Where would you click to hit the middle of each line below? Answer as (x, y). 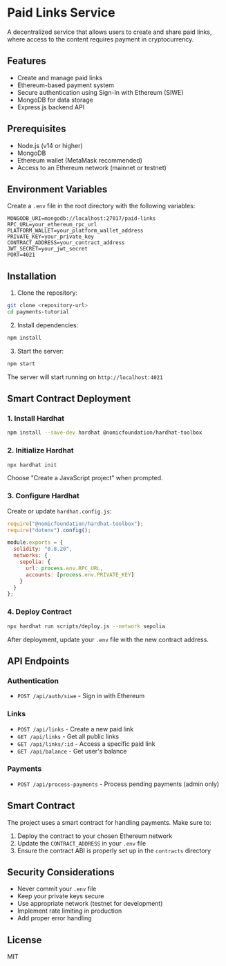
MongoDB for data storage (55, 100)
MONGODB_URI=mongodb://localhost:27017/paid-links (82, 219)
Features (27, 61)
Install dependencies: (48, 325)
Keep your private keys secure (61, 896)
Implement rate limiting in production (69, 911)
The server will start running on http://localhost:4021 (85, 377)
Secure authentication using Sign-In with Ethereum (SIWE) (100, 92)
